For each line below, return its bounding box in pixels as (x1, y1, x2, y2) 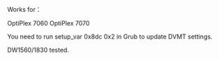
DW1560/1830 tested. (7, 46, 70, 54)
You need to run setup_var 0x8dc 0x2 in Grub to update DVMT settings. (7, 32, 213, 41)
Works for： (7, 6, 42, 13)
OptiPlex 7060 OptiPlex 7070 (7, 19, 90, 27)
